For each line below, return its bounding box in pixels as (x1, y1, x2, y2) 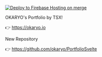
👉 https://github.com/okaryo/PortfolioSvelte (5, 46, 97, 52)
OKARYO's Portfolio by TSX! (5, 14, 63, 20)
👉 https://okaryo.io (5, 24, 46, 30)
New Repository (5, 36, 38, 42)
